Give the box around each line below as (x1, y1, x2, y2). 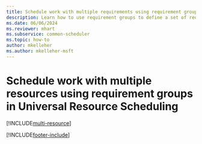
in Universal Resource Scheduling (6, 99, 179, 113)
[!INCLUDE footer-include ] (6, 131, 70, 139)
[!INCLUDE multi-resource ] (6, 119, 72, 127)
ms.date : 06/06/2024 (6, 20, 58, 26)
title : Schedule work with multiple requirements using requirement (6, 8, 182, 15)
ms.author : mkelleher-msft (6, 48, 74, 54)
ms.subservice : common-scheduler (6, 31, 90, 37)
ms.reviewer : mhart (6, 25, 55, 32)
